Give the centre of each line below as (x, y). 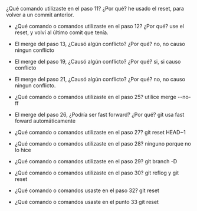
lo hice (23, 150)
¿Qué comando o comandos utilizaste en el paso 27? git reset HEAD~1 (100, 132)
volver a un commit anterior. (40, 15)
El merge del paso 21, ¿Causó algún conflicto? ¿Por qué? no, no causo (100, 79)
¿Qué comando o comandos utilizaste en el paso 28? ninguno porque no (103, 144)
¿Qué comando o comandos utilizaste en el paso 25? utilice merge (96, 97)
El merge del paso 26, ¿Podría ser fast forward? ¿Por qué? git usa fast (99, 115)
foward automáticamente (45, 121)
